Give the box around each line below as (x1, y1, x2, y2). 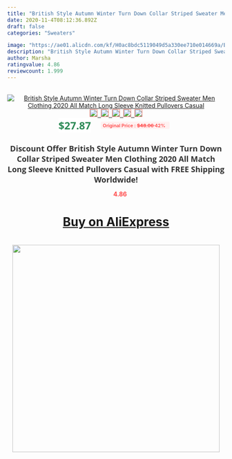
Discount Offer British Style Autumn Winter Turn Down (10, 142, 222, 154)
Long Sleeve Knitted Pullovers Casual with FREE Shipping (7, 163, 225, 175)
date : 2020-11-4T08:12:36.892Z (7, 17, 97, 24)
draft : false (7, 23, 45, 30)
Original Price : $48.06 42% (102, 122, 166, 129)
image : (7, 42, 26, 49)
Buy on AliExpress (62, 214, 170, 230)
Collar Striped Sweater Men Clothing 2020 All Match (17, 153, 215, 165)
